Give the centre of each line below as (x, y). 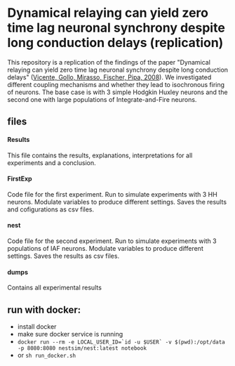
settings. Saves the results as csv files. (63, 256)
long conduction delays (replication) (115, 43)
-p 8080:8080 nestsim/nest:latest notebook (82, 348)
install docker (37, 326)
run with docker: (44, 309)
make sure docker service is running (70, 334)
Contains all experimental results (54, 288)
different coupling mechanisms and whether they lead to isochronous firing (116, 84)
